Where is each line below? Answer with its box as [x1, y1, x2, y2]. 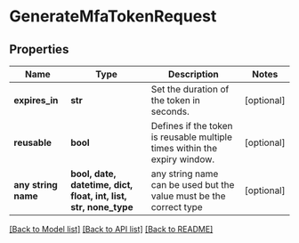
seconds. [150, 105, 190, 117]
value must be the [150, 190, 226, 202]
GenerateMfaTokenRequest [9, 6, 217, 27]
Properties [9, 42, 69, 57]
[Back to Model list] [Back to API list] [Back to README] [9, 224, 214, 234]
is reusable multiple [150, 131, 233, 143]
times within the [150, 142, 218, 154]
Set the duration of [150, 83, 230, 95]
